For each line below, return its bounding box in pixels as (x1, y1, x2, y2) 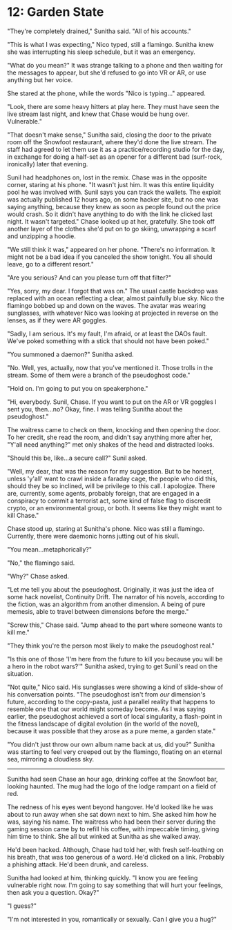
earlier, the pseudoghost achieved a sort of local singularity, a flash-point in (7, 712, 222, 720)
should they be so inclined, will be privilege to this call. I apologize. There (7, 481, 215, 490)
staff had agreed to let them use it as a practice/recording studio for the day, (7, 145, 225, 153)
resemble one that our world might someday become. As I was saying (7, 705, 206, 713)
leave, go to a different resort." (7, 260, 95, 268)
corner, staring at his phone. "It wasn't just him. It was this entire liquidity (7, 180, 215, 188)
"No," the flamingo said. (7, 559, 75, 567)
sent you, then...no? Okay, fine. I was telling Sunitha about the (7, 405, 183, 413)
